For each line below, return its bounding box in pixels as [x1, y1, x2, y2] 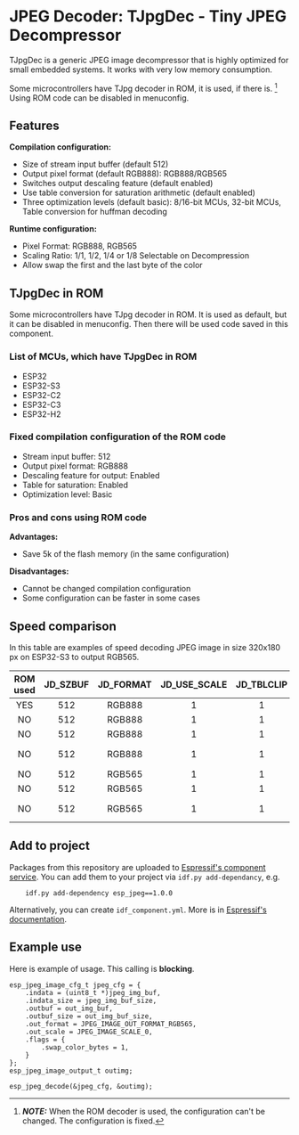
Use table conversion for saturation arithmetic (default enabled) [21, 187, 256, 198]
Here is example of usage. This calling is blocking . [9, 963, 195, 974]
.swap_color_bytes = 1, [41, 1042, 129, 1052]
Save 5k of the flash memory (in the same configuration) [21, 549, 230, 559]
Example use [9, 940, 83, 955]
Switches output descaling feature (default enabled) [21, 178, 214, 189]
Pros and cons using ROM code [9, 510, 148, 523]
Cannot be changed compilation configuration [21, 584, 191, 594]
